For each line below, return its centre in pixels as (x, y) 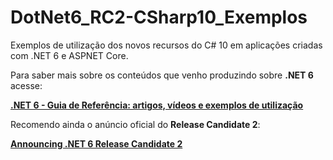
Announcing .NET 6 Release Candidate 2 (96, 143)
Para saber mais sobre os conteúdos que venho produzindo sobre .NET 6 (162, 75)
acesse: (26, 85)
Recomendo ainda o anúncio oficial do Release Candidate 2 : (135, 124)
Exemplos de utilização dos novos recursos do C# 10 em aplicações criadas (166, 45)
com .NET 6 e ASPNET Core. (69, 55)
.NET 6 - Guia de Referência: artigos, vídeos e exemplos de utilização (157, 105)
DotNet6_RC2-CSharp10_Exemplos (159, 17)
